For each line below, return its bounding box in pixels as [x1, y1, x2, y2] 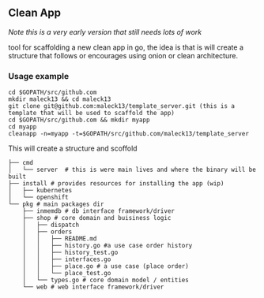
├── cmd [8, 159, 34, 167]
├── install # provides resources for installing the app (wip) [8, 180, 224, 188]
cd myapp [8, 123, 37, 131]
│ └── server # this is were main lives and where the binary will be [8, 166, 257, 174]
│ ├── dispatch [22, 221, 80, 229]
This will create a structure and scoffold [8, 143, 138, 153]
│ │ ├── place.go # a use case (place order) [22, 263, 190, 270]
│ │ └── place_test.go [22, 270, 111, 278]
